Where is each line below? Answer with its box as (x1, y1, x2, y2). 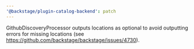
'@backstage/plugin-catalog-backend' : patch (6, 8, 116, 14)
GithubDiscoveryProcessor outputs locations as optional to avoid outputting (6, 24, 189, 31)
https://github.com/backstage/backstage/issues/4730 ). (6, 36, 140, 43)
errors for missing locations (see (6, 30, 85, 37)
